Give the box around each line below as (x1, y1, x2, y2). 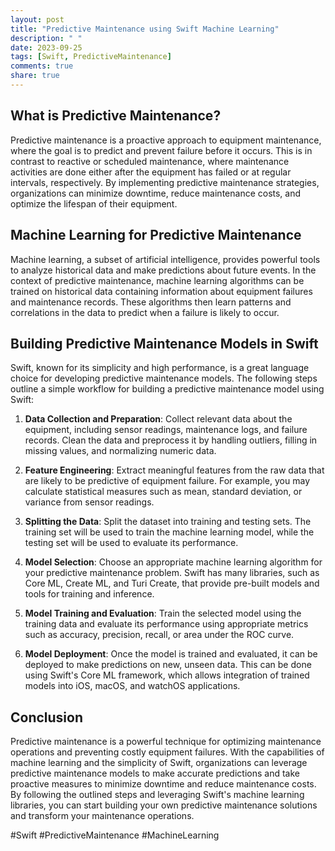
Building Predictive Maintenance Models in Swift (10, 335, 319, 352)
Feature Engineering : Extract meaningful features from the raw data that (24, 464, 325, 476)
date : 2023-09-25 (10, 42, 83, 53)
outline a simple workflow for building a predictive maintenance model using (10, 383, 325, 395)
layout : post (10, 14, 65, 25)
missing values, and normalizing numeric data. (24, 445, 217, 457)
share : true (10, 71, 60, 81)
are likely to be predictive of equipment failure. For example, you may (24, 475, 310, 487)
